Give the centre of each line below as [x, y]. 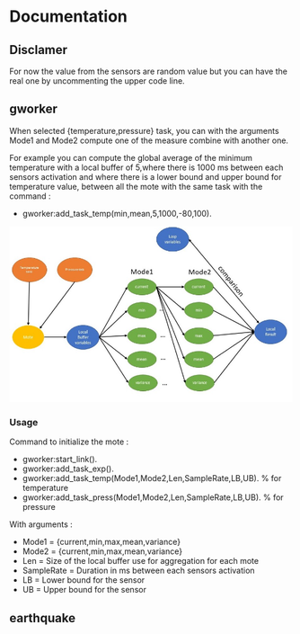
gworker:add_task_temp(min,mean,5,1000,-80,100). [117, 213]
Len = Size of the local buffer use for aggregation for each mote [140, 561]
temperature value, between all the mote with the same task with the [136, 186]
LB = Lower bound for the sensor [84, 580]
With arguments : [41, 524]
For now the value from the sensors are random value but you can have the [148, 71]
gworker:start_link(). [60, 460]
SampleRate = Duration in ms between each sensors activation [138, 571]
